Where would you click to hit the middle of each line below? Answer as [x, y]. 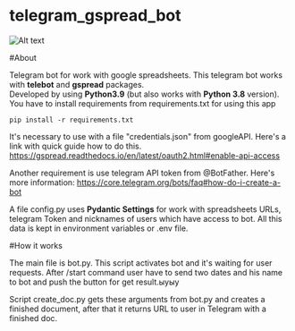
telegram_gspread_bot [95, 16]
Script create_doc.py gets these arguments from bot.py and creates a [137, 299]
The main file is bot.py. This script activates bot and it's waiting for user [141, 263]
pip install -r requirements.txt [72, 120]
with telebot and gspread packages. [77, 84]
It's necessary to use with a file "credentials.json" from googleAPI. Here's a [147, 136]
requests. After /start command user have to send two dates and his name [146, 272]
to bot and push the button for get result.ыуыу [94, 282]
